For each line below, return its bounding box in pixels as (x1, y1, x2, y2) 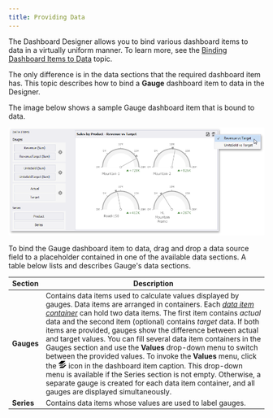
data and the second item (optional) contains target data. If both (45, 316, 260, 326)
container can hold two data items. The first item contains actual (45, 307, 262, 317)
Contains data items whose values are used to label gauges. (45, 398, 246, 407)
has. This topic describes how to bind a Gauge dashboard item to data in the (8, 78, 265, 88)
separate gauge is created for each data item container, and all (45, 378, 255, 388)
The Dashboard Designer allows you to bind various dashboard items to (8, 37, 249, 46)
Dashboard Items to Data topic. (8, 54, 113, 63)
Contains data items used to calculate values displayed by (45, 290, 240, 300)
